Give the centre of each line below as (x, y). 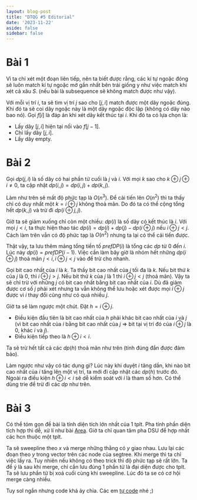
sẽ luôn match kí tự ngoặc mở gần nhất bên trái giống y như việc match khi (96, 85)
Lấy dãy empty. (33, 139)
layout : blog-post (29, 11)
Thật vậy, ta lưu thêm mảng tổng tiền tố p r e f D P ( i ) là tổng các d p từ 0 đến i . (96, 246)
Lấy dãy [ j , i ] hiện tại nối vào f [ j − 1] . (57, 126)
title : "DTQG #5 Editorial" (41, 17)
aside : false (22, 28)
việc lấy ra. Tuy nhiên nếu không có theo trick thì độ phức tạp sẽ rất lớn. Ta (97, 461)
